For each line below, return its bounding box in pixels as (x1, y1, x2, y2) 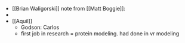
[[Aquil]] (11, 18, 33, 24)
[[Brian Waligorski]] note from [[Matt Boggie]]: (11, 5, 125, 12)
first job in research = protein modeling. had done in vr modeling (20, 30, 180, 37)
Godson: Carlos (20, 24, 60, 31)
